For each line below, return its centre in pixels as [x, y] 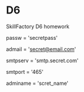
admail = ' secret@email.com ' [41, 49]
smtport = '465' [25, 71]
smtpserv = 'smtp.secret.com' [42, 60]
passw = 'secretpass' [32, 38]
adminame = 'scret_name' [37, 83]
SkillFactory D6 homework [38, 26]
